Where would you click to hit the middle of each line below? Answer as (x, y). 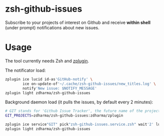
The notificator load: (26, 70)
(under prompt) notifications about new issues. (52, 27)
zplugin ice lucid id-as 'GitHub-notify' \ (49, 79)
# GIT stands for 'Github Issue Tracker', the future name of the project (83, 111)
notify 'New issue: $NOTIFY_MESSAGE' (60, 88)
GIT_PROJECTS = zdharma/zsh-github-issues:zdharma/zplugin (64, 116)
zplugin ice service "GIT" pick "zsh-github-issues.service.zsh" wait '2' (79, 125)
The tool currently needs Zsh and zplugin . (47, 61)
